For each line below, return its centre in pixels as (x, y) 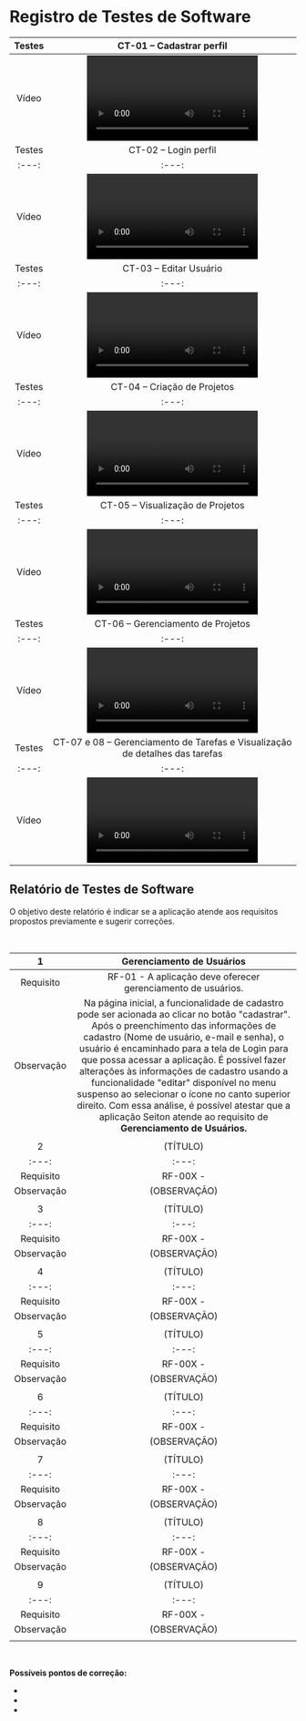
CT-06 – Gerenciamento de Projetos (172, 623)
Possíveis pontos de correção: (68, 1673)
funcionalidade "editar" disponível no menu (184, 1082)
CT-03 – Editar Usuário (173, 268)
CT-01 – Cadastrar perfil (172, 46)
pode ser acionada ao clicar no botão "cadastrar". (184, 1014)
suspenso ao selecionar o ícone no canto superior (184, 1093)
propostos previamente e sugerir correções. (92, 921)
